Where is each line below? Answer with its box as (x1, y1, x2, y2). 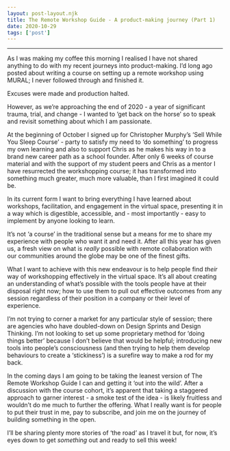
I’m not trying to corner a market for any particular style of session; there (7, 315, 213, 323)
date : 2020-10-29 (7, 23, 57, 29)
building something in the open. (7, 415, 97, 424)
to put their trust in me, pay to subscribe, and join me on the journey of (7, 409, 207, 417)
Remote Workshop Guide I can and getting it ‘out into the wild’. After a (7, 379, 203, 387)
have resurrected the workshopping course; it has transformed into (7, 167, 196, 175)
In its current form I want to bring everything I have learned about (7, 195, 192, 203)
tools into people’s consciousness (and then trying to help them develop (7, 344, 210, 352)
